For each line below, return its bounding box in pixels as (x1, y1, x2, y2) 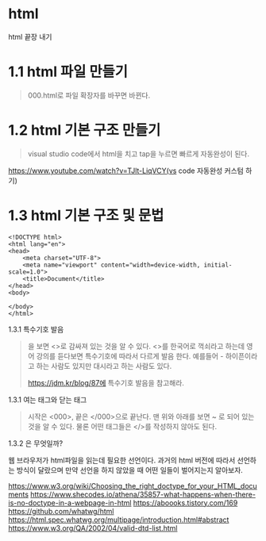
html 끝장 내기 (8, 32, 52, 41)
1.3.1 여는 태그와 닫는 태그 (8, 394, 87, 405)
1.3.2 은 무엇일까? (8, 438, 64, 448)
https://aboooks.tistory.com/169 (133, 497, 238, 508)
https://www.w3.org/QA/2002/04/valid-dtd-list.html (8, 523, 178, 532)
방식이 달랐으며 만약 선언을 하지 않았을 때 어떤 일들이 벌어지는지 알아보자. (16, 465, 244, 474)
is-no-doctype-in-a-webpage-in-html (8, 497, 132, 508)
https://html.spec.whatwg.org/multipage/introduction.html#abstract (8, 515, 229, 524)
